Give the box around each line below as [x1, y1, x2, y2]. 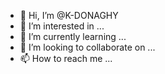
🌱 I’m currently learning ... [19, 31, 127, 42]
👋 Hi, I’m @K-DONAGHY [19, 10, 119, 21]
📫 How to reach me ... [19, 53, 113, 64]
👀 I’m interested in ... [19, 20, 105, 32]
